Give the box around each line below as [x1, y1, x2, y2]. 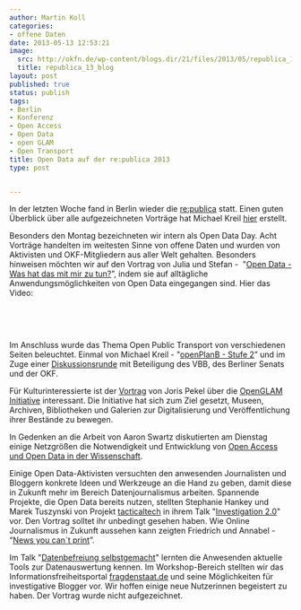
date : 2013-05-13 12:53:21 [9, 38, 110, 48]
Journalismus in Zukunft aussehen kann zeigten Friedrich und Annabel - [9, 526, 276, 536]
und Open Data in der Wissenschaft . [9, 450, 143, 462]
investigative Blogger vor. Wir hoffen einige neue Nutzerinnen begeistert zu [9, 580, 288, 592]
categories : [9, 22, 54, 30]
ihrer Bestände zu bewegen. [9, 414, 114, 425]
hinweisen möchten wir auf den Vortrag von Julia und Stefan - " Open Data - [9, 259, 292, 270]
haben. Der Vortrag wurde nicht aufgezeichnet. [9, 590, 184, 601]
